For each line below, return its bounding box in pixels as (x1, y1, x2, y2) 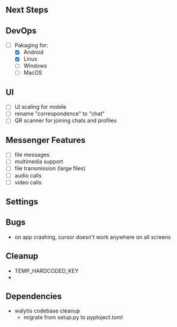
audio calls (14, 171, 42, 179)
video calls (14, 179, 42, 186)
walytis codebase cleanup (14, 307, 80, 315)
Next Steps (5, 5, 48, 15)
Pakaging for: (14, 42, 48, 49)
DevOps (5, 26, 37, 36)
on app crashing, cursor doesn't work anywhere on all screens (14, 233, 171, 241)
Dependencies (5, 291, 62, 301)
